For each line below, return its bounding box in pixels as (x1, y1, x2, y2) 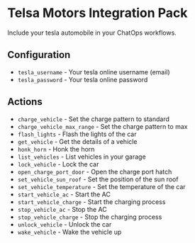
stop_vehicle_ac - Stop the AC (17, 205, 108, 213)
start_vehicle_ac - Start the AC (17, 190, 111, 198)
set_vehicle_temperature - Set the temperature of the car (17, 182, 186, 191)
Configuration (7, 49, 71, 61)
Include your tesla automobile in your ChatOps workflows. (7, 28, 177, 37)
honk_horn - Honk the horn (17, 145, 95, 153)
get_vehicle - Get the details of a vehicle (17, 137, 138, 146)
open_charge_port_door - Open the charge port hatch (17, 167, 172, 176)
